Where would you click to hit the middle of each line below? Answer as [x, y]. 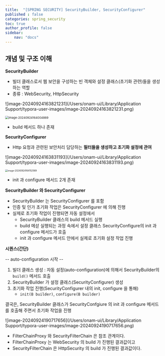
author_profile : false [29, 28]
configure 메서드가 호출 [43, 232]
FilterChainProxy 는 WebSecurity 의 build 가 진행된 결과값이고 [74, 342]
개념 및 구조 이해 [29, 59]
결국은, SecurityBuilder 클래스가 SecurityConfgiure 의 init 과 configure [75, 304]
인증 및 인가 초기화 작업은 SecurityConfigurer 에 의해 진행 [69, 207]
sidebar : [14, 33]
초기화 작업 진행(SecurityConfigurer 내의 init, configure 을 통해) [75, 288]
